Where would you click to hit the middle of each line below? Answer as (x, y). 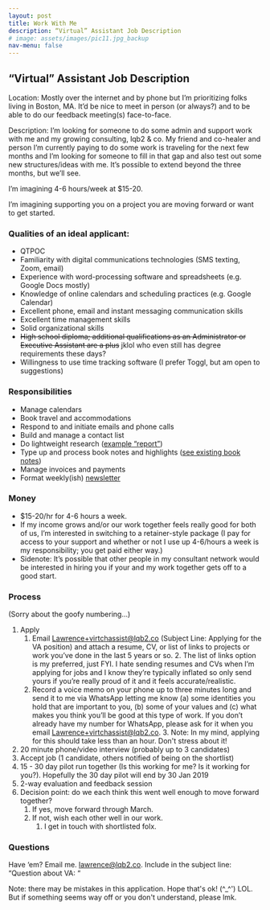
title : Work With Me (43, 23)
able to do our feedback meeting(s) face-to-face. (90, 114)
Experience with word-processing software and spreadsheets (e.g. (131, 277)
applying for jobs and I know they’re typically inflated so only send (141, 673)
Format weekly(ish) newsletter (70, 478)
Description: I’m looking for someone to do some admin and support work (131, 130)
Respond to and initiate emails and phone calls (97, 426)
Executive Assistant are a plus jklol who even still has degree (120, 345)
